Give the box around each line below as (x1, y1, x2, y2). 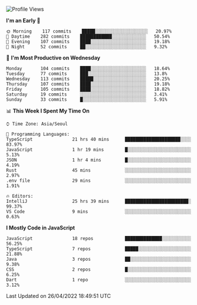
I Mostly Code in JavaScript (6, 224, 75, 231)
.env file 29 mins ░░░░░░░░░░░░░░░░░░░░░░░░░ (6, 178, 192, 183)
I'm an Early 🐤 (6, 17, 41, 24)
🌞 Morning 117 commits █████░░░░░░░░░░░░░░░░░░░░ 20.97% (6, 28, 172, 34)
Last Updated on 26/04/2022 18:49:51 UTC (6, 293, 111, 299)
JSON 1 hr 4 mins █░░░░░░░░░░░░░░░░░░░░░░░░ (6, 157, 192, 163)
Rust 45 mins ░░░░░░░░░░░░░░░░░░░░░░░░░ (6, 168, 192, 173)
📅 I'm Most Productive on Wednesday (6, 54, 100, 61)
